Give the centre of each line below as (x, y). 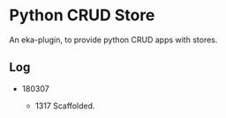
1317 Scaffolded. (65, 106)
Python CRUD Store (82, 15)
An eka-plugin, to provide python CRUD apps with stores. (113, 40)
